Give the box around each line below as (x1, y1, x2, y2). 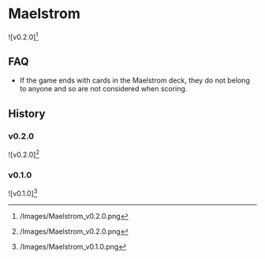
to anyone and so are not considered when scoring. (19, 84, 188, 94)
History (8, 107, 46, 120)
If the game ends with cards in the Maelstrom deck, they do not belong (19, 76, 250, 85)
